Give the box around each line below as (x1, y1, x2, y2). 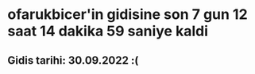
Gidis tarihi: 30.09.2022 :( (7, 54, 139, 67)
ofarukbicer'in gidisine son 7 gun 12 (7, 6, 248, 24)
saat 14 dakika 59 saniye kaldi (7, 22, 208, 40)
